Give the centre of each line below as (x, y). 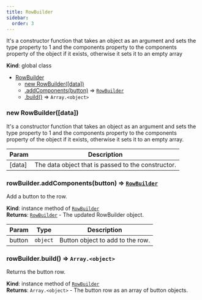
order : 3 (23, 23)
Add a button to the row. (37, 196)
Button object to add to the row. (105, 240)
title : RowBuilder (30, 12)
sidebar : (17, 18)
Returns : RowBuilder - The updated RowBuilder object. (75, 214)
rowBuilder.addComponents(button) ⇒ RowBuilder (82, 183)
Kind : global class (29, 66)
